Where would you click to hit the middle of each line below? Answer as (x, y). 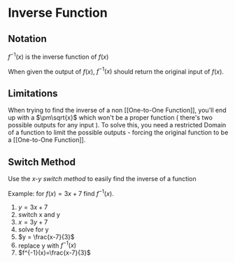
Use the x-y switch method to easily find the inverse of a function (102, 178)
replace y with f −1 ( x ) (47, 245)
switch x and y (39, 214)
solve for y (33, 229)
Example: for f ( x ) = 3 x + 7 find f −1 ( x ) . (61, 192)
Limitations (33, 93)
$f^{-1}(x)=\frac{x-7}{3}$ (55, 253)
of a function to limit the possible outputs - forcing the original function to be (118, 133)
